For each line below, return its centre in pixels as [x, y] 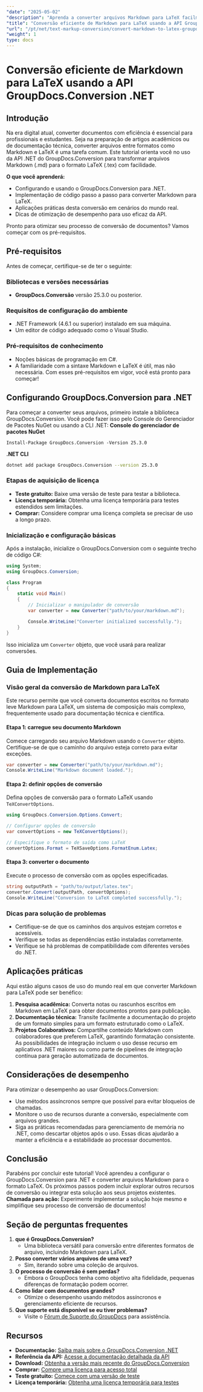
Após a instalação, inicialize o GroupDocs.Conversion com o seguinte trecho [101, 548]
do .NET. [26, 952]
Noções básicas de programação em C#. [66, 359]
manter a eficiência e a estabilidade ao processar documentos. [93, 1140]
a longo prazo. [33, 520]
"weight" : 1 [21, 35]
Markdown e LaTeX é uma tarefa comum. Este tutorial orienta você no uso [98, 152]
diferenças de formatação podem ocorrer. [76, 1284]
